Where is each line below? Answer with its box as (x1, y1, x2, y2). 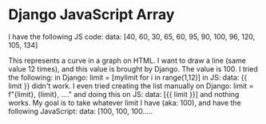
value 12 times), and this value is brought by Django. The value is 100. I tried (8, 64, 258, 73)
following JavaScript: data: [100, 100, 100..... (8, 106, 153, 116)
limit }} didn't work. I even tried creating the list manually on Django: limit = (8, 81, 254, 91)
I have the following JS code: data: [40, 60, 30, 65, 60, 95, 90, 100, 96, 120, (8, 32, 256, 41)
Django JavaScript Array (8, 6, 175, 24)
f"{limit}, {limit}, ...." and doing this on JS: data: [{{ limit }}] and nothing (8, 89, 240, 99)
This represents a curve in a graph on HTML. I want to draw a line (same (8, 56, 246, 65)
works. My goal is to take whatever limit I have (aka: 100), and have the (8, 98, 241, 107)
